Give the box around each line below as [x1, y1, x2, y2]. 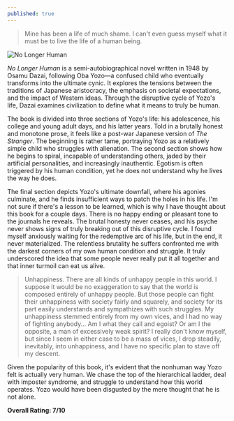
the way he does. [7, 174, 57, 182]
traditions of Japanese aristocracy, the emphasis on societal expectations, [7, 86, 221, 94]
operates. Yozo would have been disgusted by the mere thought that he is [7, 385, 220, 393]
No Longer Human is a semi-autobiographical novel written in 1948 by [7, 64, 209, 72]
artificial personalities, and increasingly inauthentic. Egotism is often [7, 158, 203, 168]
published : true [7, 10, 54, 17]
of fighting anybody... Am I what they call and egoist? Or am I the [24, 319, 212, 328]
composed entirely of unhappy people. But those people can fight [24, 290, 214, 298]
